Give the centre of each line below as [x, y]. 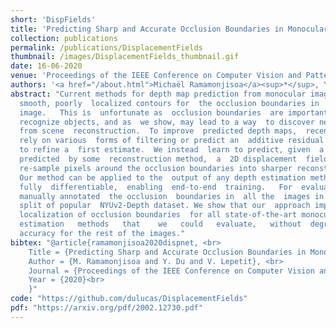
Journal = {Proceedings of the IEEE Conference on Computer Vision [171, 271]
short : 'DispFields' [53, 19]
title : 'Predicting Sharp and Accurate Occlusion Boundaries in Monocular [169, 29]
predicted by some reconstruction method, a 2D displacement [158, 159]
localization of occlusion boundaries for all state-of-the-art [158, 215]
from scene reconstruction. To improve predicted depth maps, [158, 131]
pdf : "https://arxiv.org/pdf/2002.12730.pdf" [106, 308]
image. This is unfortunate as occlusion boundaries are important [174, 112]
